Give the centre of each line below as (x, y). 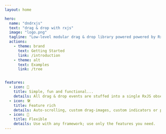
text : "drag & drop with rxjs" (41, 28)
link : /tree (30, 69)
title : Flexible (30, 119)
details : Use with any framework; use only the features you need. (84, 124)
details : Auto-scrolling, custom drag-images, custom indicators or (86, 110)
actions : (18, 42)
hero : (10, 19)
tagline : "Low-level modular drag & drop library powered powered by (82, 37)
